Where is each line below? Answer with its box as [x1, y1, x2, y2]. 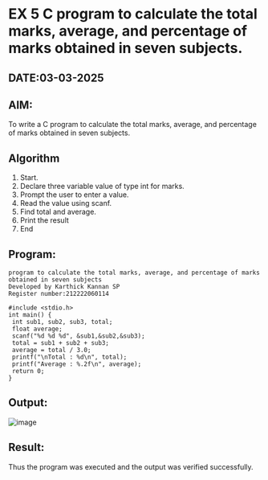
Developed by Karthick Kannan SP [8, 283, 120, 291]
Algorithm [8, 151, 60, 165]
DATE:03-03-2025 [8, 71, 104, 84]
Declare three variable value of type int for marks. [19, 182, 185, 191]
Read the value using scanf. [19, 199, 112, 208]
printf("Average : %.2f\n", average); [11, 360, 142, 368]
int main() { [8, 311, 52, 319]
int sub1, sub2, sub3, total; [11, 318, 113, 326]
